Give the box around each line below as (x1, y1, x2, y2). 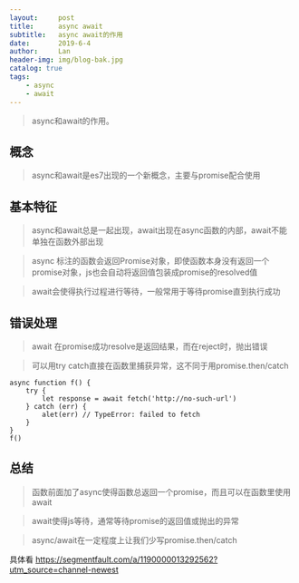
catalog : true (9, 64, 63, 73)
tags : (9, 73, 30, 82)
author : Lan (9, 47, 71, 56)
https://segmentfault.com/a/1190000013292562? (34, 554, 218, 565)
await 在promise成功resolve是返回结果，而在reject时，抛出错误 (31, 341, 268, 352)
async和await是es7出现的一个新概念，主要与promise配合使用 (31, 170, 261, 181)
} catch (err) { (25, 402, 88, 411)
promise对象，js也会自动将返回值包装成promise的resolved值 (31, 267, 258, 277)
